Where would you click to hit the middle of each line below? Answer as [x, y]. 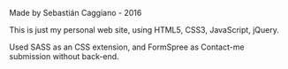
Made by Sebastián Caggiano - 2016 [76, 13]
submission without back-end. [64, 56]
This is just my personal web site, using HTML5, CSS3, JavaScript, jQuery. [144, 30]
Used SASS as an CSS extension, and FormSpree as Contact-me [127, 47]
